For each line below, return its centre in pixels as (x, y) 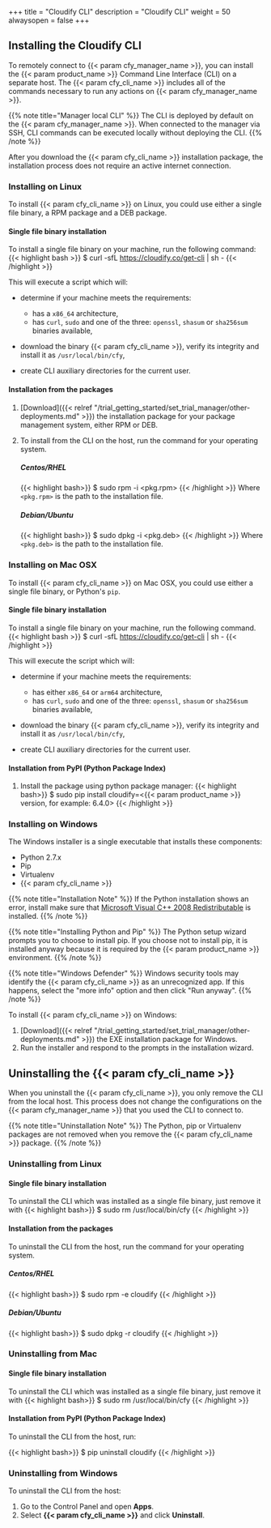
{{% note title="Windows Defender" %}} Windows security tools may (124, 973)
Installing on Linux (45, 186)
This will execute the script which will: (72, 660)
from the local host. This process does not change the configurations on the (135, 1102)
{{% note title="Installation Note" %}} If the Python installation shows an (129, 899)
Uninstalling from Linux (55, 1164)
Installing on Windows (53, 824)
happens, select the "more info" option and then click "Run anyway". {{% (130, 991)
